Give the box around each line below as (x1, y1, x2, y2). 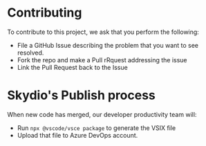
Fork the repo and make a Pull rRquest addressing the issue (17, 55, 188, 64)
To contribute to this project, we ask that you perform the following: (7, 28, 199, 36)
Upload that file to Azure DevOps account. (17, 131, 138, 139)
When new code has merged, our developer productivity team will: (7, 110, 197, 118)
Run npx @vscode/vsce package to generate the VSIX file (17, 123, 176, 132)
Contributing (7, 5, 82, 21)
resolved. (17, 48, 44, 57)
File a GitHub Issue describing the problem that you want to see (17, 41, 199, 49)
